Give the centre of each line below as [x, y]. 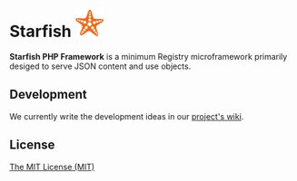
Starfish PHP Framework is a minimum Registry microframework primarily [148, 56]
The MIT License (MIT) [52, 167]
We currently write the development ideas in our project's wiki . [127, 116]
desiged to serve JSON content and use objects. [100, 66]
